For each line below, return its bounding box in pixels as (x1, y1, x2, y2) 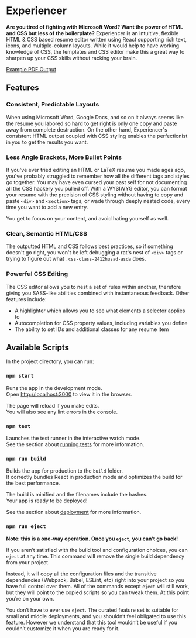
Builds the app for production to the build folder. (6, 467, 123, 474)
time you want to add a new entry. (6, 204, 88, 211)
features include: (6, 295, 47, 302)
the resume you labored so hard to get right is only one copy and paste (6, 120, 177, 127)
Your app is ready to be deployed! (6, 497, 88, 504)
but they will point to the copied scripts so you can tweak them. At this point (6, 589, 189, 596)
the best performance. (6, 480, 60, 487)
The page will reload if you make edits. (6, 402, 99, 409)
